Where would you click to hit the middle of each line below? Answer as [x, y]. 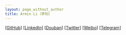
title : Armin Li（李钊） [29, 14]
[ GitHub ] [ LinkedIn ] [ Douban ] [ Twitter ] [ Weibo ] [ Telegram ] [63, 27]
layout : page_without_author [34, 9]
